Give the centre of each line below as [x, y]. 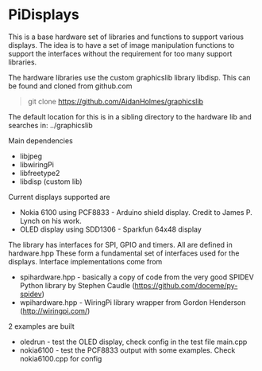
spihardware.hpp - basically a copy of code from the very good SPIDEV [137, 277]
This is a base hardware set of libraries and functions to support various [126, 37]
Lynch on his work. [50, 221]
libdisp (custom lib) [51, 182]
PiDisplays [44, 15]
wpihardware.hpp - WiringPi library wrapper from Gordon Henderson [133, 302]
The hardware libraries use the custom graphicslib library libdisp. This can [129, 77]
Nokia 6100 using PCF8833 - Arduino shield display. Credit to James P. [136, 212]
